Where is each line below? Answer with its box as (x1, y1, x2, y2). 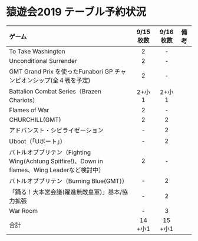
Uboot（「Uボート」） (9, 137, 67, 145)
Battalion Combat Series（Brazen (9, 87, 102, 95)
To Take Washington (9, 47, 66, 55)
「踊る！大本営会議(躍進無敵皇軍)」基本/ (9, 188, 123, 196)
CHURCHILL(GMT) (9, 115, 61, 123)
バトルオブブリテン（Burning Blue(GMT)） (9, 177, 128, 185)
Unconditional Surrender (9, 56, 78, 65)
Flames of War (9, 106, 49, 114)
